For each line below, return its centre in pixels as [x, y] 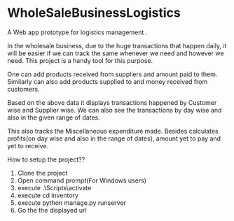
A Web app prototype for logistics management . [77, 32]
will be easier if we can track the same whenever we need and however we [116, 53]
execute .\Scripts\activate [54, 187]
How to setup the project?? [46, 159]
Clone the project [42, 173]
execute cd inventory [48, 195]
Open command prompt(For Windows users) [82, 180]
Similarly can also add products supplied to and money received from [108, 81]
